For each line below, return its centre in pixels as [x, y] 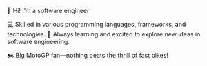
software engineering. [39, 42]
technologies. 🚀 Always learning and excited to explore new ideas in [104, 34]
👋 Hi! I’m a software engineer [48, 11]
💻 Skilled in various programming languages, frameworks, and [97, 24]
